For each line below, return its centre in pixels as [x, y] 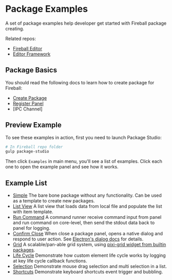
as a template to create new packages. [54, 201]
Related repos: [21, 39]
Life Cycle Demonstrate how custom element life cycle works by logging [89, 255]
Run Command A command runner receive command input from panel [87, 217]
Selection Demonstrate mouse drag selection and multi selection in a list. [90, 266]
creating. [15, 28]
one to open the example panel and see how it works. [62, 167]
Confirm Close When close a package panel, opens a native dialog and [88, 234]
